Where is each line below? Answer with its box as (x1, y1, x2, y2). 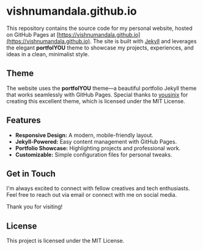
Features (6, 115, 41, 126)
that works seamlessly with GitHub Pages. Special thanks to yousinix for (6, 90, 188, 98)
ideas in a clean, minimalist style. (6, 50, 90, 57)
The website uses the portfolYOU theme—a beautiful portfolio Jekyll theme (6, 84, 197, 92)
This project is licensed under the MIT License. (6, 237, 125, 244)
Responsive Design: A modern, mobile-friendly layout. (15, 131, 154, 139)
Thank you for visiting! (6, 203, 63, 210)
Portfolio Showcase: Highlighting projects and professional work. (15, 144, 181, 152)
